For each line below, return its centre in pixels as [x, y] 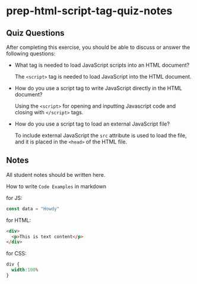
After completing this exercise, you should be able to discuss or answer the [98, 47]
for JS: [14, 198]
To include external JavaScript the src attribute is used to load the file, [101, 135]
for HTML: [19, 220]
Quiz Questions [35, 33]
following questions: [31, 54]
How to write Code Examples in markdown [56, 186]
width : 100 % [25, 270]
